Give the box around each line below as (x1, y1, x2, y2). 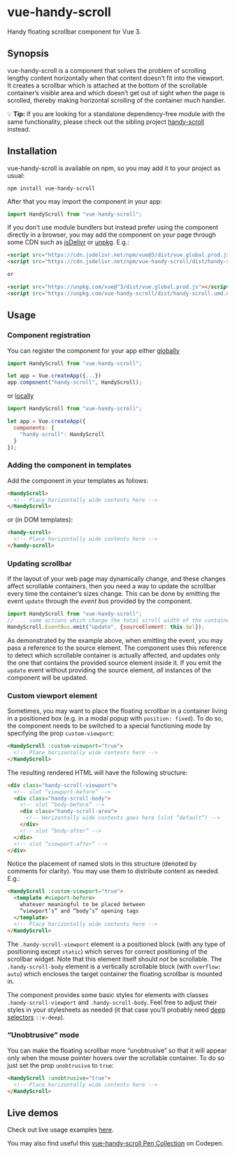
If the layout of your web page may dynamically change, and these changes (7, 575, 226, 583)
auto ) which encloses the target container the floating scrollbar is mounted (7, 969, 222, 978)
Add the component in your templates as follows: (7, 476, 149, 485)
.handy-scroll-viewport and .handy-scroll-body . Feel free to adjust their (7, 998, 218, 1006)
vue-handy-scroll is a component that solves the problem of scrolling (7, 66, 206, 74)
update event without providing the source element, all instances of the (7, 666, 212, 674)
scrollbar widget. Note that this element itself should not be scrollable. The (7, 954, 222, 963)
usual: (7, 171, 25, 179)
